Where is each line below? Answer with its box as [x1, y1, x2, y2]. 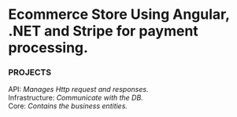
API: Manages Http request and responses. [8, 85, 149, 94]
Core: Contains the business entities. [8, 101, 128, 111]
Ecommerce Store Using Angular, [8, 5, 230, 24]
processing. [8, 39, 89, 57]
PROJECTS [8, 67, 52, 78]
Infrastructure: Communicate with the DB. [8, 93, 143, 103]
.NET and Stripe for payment [8, 22, 198, 40]
